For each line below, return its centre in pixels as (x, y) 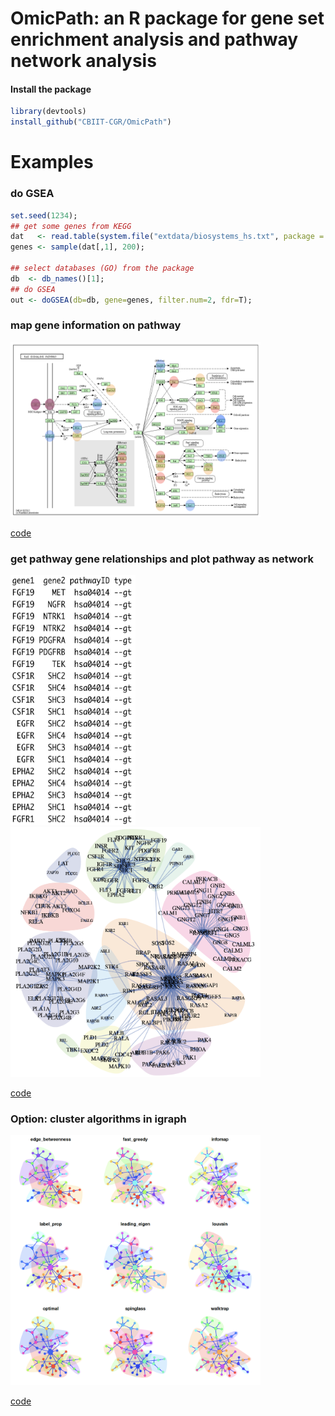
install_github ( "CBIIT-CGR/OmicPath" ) (91, 122)
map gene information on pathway (96, 325)
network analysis (83, 61)
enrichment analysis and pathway (154, 39)
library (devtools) (48, 112)
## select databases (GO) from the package (102, 268)
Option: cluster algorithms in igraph (98, 1119)
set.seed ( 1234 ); (44, 215)
